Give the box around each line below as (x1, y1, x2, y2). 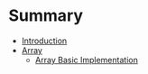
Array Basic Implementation (34, 54, 139, 65)
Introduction (21, 35, 68, 46)
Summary (8, 5, 83, 26)
